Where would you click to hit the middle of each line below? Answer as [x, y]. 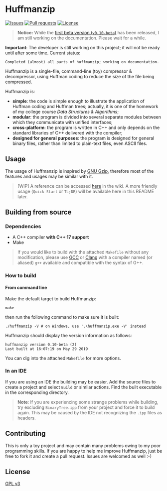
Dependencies [23, 227]
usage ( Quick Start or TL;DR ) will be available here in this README [86, 191]
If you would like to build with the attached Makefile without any [83, 252]
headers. [26, 418]
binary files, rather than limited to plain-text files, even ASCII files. [80, 143]
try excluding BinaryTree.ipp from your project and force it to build [86, 407]
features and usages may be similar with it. [49, 176]
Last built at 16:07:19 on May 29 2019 [47, 349]
